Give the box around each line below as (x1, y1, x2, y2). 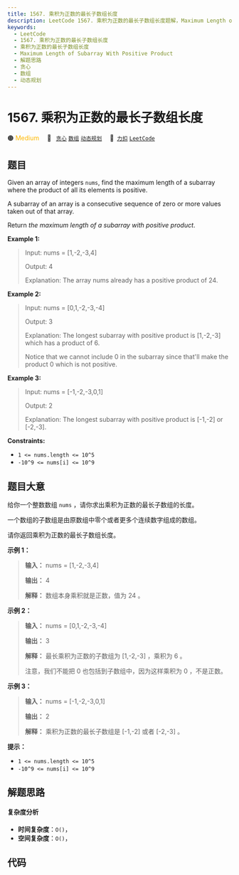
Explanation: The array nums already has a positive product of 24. (24, 276, 218, 285)
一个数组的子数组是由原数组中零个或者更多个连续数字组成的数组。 (7, 515, 201, 524)
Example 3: (7, 374, 41, 383)
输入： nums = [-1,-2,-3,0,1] (24, 696, 105, 705)
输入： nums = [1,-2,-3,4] (24, 561, 100, 569)
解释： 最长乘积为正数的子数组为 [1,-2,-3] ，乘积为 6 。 (24, 652, 186, 660)
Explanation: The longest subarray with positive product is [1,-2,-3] (24, 332, 221, 340)
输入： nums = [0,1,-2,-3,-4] (24, 621, 107, 630)
